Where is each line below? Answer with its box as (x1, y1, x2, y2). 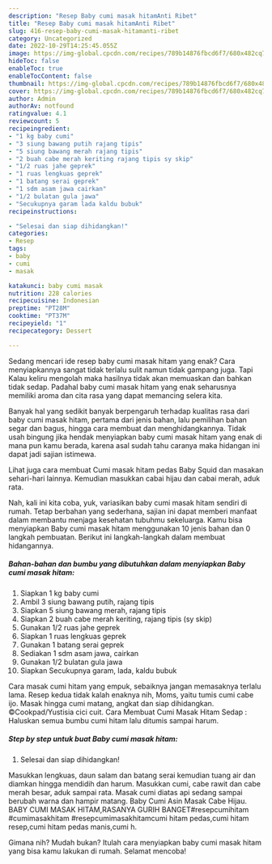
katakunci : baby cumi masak (8, 282, 104, 290)
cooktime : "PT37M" (8, 312, 70, 320)
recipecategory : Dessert (8, 327, 92, 335)
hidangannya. (8, 540, 54, 550)
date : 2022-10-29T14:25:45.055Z (8, 42, 117, 50)
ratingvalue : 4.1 (8, 110, 67, 118)
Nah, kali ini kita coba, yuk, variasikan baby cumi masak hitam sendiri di (8, 498, 248, 507)
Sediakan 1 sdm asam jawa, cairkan (19, 648, 139, 658)
